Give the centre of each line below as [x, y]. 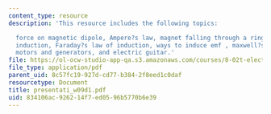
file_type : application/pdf [56, 68]
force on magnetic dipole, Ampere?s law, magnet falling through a [131, 38]
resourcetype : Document [48, 82]
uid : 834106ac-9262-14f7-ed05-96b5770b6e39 [83, 97]
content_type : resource [48, 16]
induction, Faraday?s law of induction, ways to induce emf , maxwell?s [140, 45]
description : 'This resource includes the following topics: [113, 23]
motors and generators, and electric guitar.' [95, 53]
